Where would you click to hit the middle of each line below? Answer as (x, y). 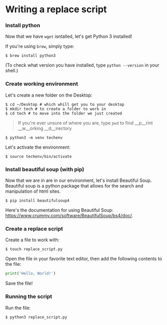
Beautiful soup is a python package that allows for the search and (74, 186)
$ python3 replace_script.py (36, 317)
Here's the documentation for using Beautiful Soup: (59, 210)
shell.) (12, 71)
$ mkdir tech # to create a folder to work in (56, 109)
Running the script (29, 296)
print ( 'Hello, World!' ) (31, 274)
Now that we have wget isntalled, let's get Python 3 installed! (69, 36)
